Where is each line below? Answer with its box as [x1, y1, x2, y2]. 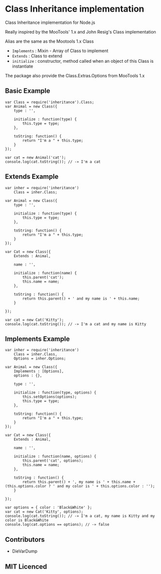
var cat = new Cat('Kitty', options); [5, 509, 83, 514]
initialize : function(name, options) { [14, 454, 97, 459]
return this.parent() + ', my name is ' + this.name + [22, 480, 136, 484]
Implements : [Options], [14, 369, 64, 374]
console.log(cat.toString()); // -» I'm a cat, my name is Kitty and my [5, 514, 155, 519]
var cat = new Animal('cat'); [5, 155, 66, 160]
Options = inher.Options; [14, 356, 66, 361]
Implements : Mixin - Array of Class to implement [12, 48, 109, 54]
